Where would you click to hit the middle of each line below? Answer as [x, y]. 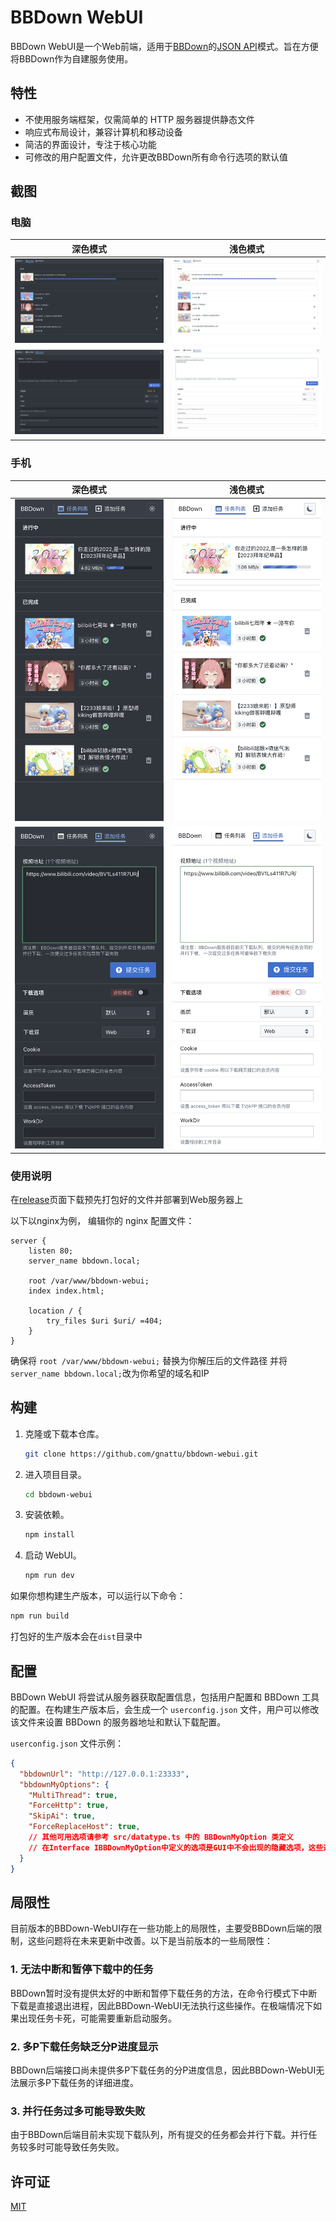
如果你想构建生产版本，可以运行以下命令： [98, 1596]
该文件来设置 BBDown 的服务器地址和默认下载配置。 [118, 1722]
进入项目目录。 [55, 1474]
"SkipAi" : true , [62, 1816]
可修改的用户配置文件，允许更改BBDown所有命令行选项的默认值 [156, 157]
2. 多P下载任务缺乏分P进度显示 [84, 2046]
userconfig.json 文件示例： [67, 1743]
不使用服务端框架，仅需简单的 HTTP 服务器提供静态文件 [140, 119]
